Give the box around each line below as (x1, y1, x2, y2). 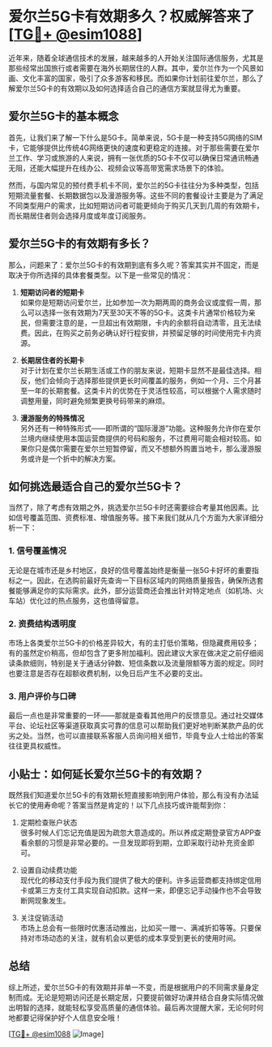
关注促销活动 (19, 913, 63, 923)
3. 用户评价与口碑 (8, 691, 77, 702)
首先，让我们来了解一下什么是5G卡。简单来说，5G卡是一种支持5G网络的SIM (8, 132, 263, 142)
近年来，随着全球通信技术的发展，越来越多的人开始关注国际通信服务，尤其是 (8, 53, 264, 62)
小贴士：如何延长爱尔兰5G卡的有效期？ (8, 767, 204, 781)
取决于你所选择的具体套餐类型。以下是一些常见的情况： (8, 269, 193, 280)
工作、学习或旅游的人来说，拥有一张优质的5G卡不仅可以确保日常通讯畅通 (15, 153, 259, 162)
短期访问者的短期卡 (19, 287, 85, 297)
